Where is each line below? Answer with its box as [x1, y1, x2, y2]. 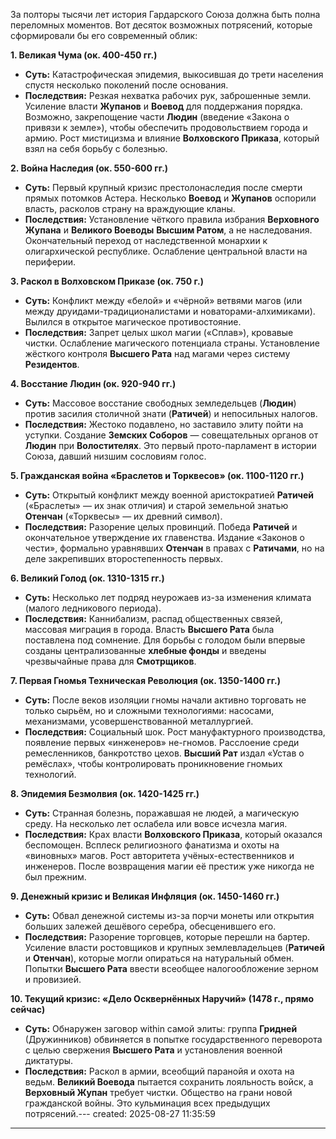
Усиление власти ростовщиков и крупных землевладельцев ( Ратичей [24, 942, 325, 953]
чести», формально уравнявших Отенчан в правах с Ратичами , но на [24, 542, 325, 554]
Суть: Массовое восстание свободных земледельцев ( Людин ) [24, 397, 297, 409]
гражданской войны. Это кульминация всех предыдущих [24, 1097, 271, 1109]
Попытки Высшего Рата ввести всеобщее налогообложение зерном [24, 963, 319, 974]
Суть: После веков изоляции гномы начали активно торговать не [24, 694, 307, 706]
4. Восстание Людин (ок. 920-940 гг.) [10, 378, 177, 389]
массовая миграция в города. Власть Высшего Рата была [24, 624, 275, 635]
